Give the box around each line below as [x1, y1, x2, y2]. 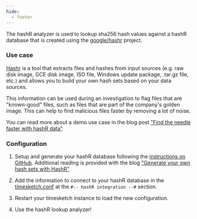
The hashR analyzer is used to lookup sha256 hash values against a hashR [6, 30, 187, 37]
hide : [6, 8, 19, 15]
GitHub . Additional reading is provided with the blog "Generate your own [14, 160, 191, 167]
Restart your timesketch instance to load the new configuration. [14, 195, 169, 202]
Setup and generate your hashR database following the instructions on [14, 153, 186, 160]
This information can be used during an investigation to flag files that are [6, 95, 182, 102]
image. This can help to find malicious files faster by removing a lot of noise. [6, 107, 191, 114]
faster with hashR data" [6, 125, 63, 132]
